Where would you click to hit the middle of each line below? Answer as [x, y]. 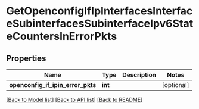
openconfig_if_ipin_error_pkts [53, 85]
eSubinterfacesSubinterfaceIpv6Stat [100, 24]
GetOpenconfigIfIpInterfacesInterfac [99, 11]
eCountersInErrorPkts [62, 36]
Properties [26, 58]
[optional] [175, 85]
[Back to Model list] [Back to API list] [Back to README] [74, 100]
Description [139, 75]
